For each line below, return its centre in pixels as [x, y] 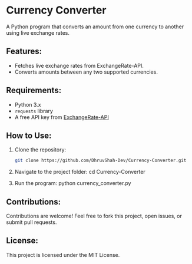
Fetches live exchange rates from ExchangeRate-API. [79, 65]
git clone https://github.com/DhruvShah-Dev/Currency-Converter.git [100, 161]
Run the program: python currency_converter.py [73, 183]
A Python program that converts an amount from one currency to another [95, 27]
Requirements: [34, 90]
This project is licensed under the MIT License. [63, 255]
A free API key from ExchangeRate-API [62, 117]
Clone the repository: [40, 150]
